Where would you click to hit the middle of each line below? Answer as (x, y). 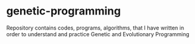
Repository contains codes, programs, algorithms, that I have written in (95, 28)
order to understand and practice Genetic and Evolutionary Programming (98, 34)
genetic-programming (64, 11)
